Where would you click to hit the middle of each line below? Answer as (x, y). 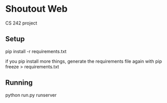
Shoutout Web (36, 9)
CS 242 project (21, 23)
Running (19, 83)
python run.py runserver (31, 95)
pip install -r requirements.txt (36, 51)
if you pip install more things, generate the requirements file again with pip (84, 61)
